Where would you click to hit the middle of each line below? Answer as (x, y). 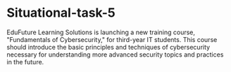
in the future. (25, 62)
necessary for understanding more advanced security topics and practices (115, 55)
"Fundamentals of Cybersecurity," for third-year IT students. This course (112, 39)
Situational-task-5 (61, 13)
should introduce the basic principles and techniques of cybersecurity (108, 47)
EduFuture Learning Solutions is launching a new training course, (101, 32)
